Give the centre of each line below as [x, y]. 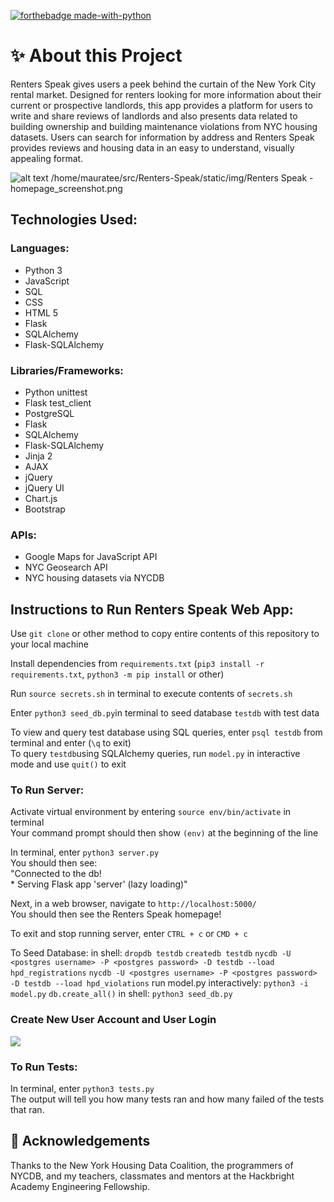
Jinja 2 [38, 456]
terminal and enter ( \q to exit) [71, 743]
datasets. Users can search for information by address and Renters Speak [162, 137]
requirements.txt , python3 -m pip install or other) [117, 674]
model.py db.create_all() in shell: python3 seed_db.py [121, 994]
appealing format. [47, 158]
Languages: [40, 248]
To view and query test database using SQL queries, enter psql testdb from [166, 732]
